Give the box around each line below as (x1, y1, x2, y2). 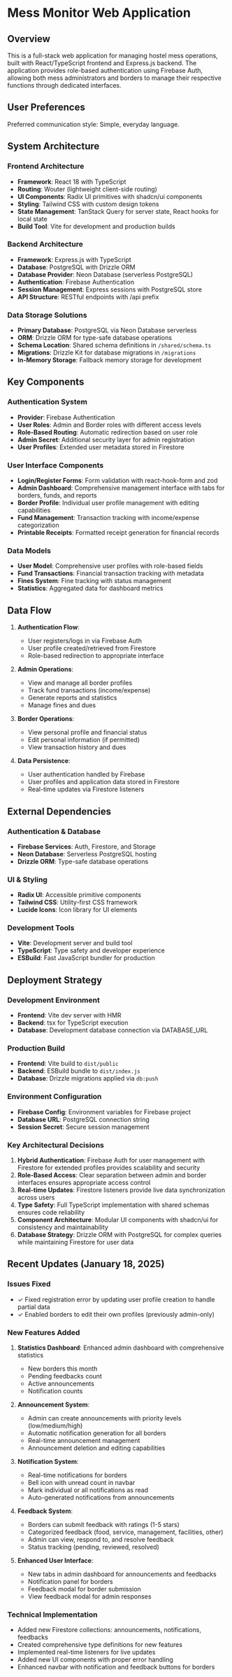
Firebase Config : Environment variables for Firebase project (17, 1107, 191, 1116)
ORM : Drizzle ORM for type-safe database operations (17, 334, 173, 342)
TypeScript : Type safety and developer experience (17, 946, 166, 954)
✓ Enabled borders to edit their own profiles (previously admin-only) (17, 1310, 215, 1318)
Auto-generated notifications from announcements (27, 1493, 175, 1502)
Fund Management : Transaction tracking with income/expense (17, 514, 200, 522)
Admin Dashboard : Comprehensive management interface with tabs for (17, 484, 225, 492)
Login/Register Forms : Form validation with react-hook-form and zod (17, 477, 218, 485)
